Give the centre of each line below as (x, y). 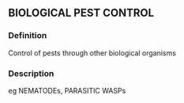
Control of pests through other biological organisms (92, 53)
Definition (28, 36)
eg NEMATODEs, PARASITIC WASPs (67, 90)
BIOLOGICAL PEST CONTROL (81, 13)
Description (31, 73)
